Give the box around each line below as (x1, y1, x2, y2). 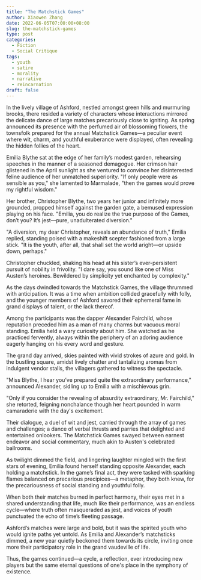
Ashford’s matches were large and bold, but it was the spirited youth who (6, 524, 187, 531)
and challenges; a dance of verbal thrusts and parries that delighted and (6, 425, 185, 432)
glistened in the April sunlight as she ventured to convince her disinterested (6, 166, 193, 173)
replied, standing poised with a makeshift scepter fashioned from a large (6, 234, 185, 242)
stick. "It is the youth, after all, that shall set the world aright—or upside (6, 241, 182, 248)
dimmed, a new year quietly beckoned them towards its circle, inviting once (6, 537, 193, 544)
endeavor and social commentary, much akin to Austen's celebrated (6, 438, 175, 445)
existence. (6, 567, 32, 575)
